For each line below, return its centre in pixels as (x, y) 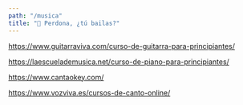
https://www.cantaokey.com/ (56, 77)
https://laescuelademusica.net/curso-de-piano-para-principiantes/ (119, 62)
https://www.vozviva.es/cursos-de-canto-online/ (89, 92)
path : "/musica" (35, 16)
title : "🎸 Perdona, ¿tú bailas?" (64, 23)
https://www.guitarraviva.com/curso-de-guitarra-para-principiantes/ (121, 46)
